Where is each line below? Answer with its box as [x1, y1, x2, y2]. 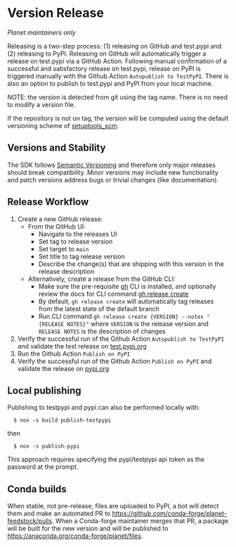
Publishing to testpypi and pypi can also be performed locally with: [7, 403, 200, 412]
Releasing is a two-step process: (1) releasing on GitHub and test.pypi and [7, 42, 222, 50]
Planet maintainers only [7, 28, 76, 37]
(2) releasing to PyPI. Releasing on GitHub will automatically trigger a [7, 49, 206, 58]
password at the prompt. [7, 463, 79, 471]
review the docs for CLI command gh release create [38, 289, 189, 298]
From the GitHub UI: [27, 222, 86, 230]
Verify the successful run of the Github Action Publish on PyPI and [17, 357, 212, 365]
